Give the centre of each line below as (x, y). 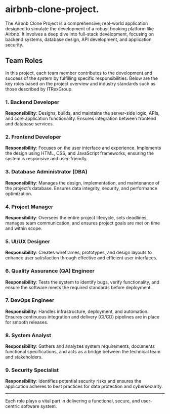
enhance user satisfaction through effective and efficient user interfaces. (81, 258)
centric (13, 406)
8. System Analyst (28, 335)
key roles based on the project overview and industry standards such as (80, 83)
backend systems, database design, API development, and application (78, 39)
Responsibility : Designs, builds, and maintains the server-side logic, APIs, (82, 113)
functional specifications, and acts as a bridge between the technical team (83, 352)
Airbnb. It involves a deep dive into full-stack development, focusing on (80, 34)
